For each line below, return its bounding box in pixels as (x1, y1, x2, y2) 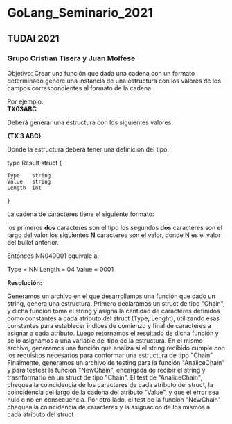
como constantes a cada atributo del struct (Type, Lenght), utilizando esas (7, 314, 220, 323)
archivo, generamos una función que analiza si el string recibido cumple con (7, 343, 225, 352)
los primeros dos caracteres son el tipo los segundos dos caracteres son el (7, 223, 223, 231)
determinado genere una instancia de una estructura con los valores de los (7, 76, 222, 85)
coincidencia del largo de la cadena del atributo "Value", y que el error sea (7, 388, 220, 396)
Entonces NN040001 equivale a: (7, 252, 99, 260)
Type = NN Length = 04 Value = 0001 (7, 265, 114, 273)
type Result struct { (7, 158, 62, 167)
